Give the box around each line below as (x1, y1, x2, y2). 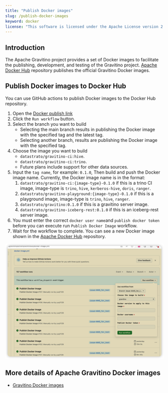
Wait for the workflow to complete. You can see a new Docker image (12, 228, 155, 234)
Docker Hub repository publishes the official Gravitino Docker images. (5, 67, 150, 73)
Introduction (5, 43, 45, 52)
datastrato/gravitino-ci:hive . (20, 153, 85, 159)
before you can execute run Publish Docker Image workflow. (12, 222, 138, 228)
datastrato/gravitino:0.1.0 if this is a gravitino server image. (20, 201, 149, 207)
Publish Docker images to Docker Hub (5, 82, 127, 91)
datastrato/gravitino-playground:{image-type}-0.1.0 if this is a (20, 190, 154, 196)
